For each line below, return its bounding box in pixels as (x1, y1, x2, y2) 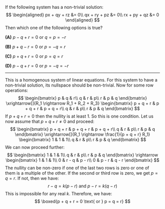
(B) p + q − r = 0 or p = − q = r (5, 44, 66, 50)
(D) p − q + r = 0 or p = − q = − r (5, 63, 69, 68)
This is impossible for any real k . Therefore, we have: (5, 191, 112, 196)
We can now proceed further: (5, 145, 65, 150)
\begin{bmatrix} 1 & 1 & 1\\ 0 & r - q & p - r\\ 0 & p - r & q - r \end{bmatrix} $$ (5, 157, 160, 163)
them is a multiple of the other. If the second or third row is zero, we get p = (5, 170, 158, 176)
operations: (5, 88, 28, 93)
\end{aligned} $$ (65, 17, 100, 23)
